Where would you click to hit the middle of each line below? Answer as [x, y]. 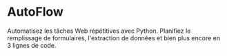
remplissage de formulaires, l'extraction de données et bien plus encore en [114, 38]
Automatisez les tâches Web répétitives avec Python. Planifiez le [99, 31]
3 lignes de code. [32, 45]
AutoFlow [36, 12]
